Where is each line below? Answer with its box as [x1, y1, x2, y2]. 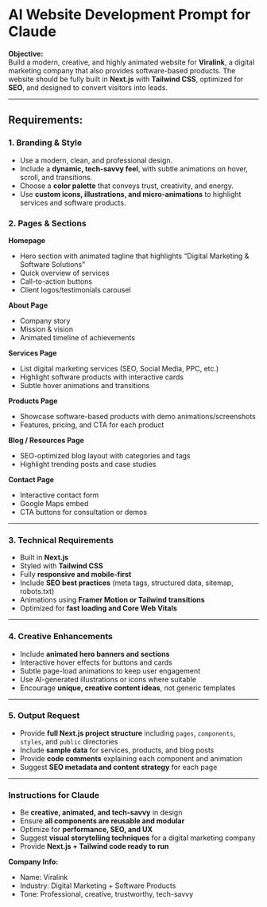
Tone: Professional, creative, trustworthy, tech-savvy [19, 889, 194, 899]
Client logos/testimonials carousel [19, 285, 131, 294]
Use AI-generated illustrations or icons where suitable [19, 674, 197, 684]
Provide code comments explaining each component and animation [19, 753, 242, 763]
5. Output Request [8, 710, 80, 721]
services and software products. [19, 198, 126, 207]
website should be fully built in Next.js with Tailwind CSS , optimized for [8, 74, 244, 84]
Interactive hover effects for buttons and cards [19, 658, 172, 667]
